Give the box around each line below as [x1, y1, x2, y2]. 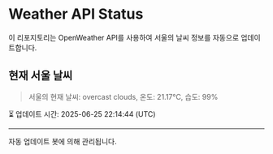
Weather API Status [8, 5, 144, 24]
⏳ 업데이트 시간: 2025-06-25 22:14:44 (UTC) [8, 109, 156, 118]
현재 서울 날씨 [8, 69, 73, 83]
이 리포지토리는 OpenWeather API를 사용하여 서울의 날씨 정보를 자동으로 [8, 32, 240, 42]
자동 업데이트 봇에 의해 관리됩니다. [8, 136, 117, 146]
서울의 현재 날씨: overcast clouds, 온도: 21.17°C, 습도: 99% [28, 92, 219, 101]
